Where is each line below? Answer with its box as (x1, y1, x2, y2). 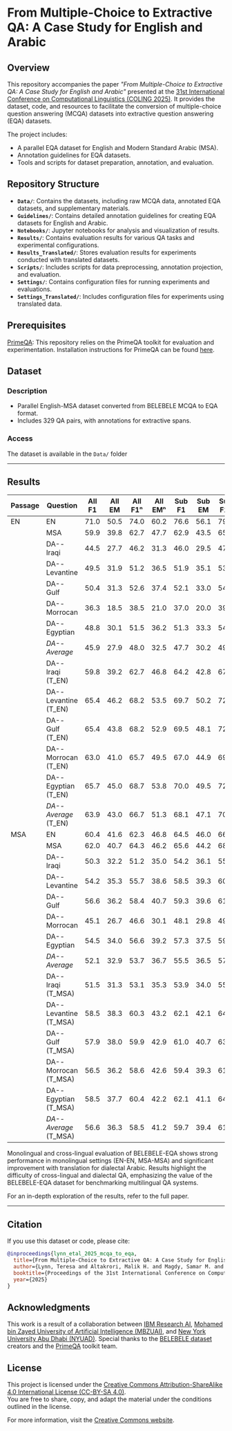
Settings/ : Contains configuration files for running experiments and (17, 277, 210, 286)
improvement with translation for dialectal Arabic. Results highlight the (7, 1164, 207, 1172)
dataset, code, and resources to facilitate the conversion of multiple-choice (7, 102, 222, 110)
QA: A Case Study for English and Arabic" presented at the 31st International (7, 88, 225, 95)
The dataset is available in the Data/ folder (7, 450, 128, 458)
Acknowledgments (7, 1302, 91, 1313)
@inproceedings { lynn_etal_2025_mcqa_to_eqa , (7, 1250, 137, 1257)
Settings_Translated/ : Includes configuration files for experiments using (17, 292, 224, 300)
